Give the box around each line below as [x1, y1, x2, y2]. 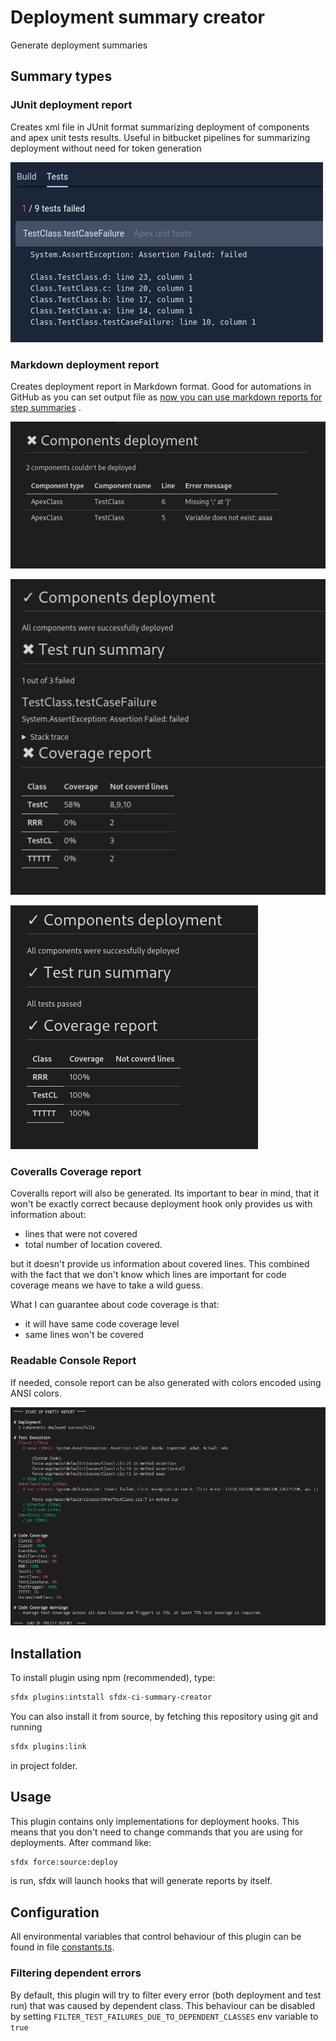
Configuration [10, 1904, 100, 1921]
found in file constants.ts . [10, 1941, 115, 1953]
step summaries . [10, 401, 82, 413]
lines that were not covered [24, 1228, 138, 1240]
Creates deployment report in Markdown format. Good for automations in [10, 380, 312, 392]
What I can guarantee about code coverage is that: [10, 1299, 220, 1311]
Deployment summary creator [10, 6, 265, 29]
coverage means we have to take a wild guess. [10, 1279, 203, 1291]
